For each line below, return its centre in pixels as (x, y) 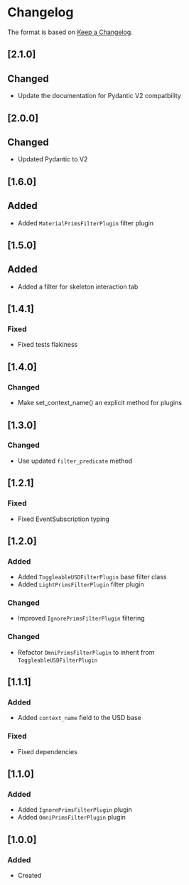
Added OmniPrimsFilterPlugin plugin (72, 817)
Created (29, 876)
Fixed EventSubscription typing (64, 519)
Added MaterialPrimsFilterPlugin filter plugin (86, 223)
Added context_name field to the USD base (80, 718)
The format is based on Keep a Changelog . (70, 32)
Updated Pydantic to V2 (53, 159)
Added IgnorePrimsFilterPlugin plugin (75, 810)
